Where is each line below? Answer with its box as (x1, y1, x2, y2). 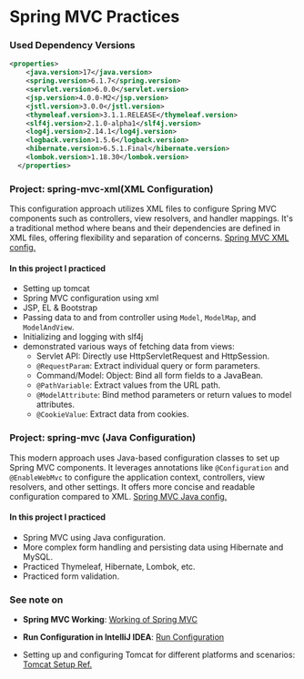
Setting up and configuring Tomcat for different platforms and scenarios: (22, 649, 296, 661)
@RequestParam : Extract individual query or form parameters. (35, 360, 261, 371)
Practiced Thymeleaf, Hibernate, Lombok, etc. (22, 561, 196, 572)
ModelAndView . (22, 321, 75, 333)
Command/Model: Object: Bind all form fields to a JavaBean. (35, 370, 264, 381)
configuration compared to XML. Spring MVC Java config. (9, 491, 228, 502)
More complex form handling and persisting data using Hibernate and (22, 542, 284, 552)
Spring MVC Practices (9, 6, 180, 27)
